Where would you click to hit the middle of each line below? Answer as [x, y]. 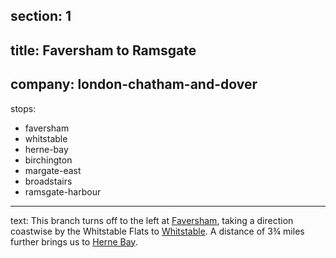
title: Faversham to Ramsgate [103, 50]
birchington [48, 160]
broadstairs [48, 181]
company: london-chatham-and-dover [134, 84]
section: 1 [41, 16]
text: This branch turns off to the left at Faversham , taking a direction [152, 220]
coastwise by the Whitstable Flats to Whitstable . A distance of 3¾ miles [157, 231]
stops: [23, 108]
